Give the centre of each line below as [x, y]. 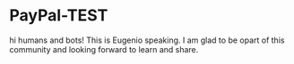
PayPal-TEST [59, 16]
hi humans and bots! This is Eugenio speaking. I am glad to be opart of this [147, 40]
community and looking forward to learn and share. [104, 49]
